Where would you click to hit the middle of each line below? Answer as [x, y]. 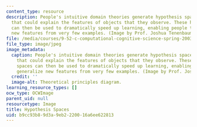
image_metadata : [26, 50]
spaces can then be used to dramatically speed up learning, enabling [105, 66]
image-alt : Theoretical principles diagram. [67, 83]
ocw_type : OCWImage [30, 93]
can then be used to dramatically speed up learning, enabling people [99, 28]
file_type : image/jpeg [34, 44]
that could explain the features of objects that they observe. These [99, 22]
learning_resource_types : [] [42, 88]
